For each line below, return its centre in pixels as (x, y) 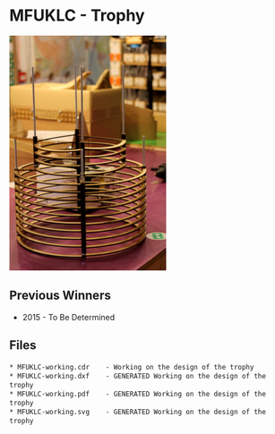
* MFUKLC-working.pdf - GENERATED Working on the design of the (138, 394)
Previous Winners (60, 296)
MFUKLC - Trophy (77, 16)
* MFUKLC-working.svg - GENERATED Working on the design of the (138, 412)
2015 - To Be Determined (69, 317)
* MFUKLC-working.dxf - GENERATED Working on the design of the (138, 376)
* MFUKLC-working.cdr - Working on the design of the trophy (132, 367)
